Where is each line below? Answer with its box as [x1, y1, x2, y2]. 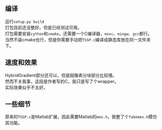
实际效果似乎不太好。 [5, 84, 48, 90]
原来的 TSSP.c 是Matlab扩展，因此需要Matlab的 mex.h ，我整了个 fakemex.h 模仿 [5, 114, 157, 120]
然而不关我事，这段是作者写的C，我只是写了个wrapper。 [5, 78, 119, 84]
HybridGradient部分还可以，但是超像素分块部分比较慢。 [5, 72, 117, 78]
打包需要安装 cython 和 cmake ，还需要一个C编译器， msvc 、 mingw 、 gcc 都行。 [5, 31, 152, 37]
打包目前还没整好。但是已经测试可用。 [5, 24, 82, 30]
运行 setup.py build [5, 19, 45, 24]
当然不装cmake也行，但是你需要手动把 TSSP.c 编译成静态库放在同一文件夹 [5, 37, 151, 42]
